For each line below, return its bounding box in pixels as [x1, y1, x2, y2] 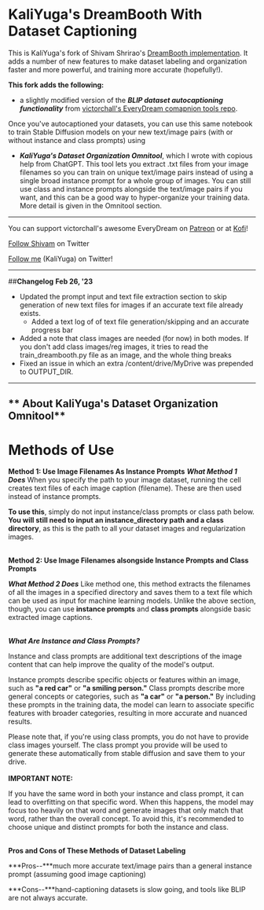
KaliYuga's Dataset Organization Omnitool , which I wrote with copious [19, 151, 253, 160]
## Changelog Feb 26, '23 [8, 277, 93, 286]
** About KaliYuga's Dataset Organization [8, 397, 218, 410]
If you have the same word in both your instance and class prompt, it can [8, 789, 244, 798]
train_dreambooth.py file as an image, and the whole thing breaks [19, 350, 232, 359]
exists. [19, 308, 41, 317]
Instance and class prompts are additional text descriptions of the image [8, 651, 242, 661]
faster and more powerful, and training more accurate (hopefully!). [8, 64, 223, 74]
